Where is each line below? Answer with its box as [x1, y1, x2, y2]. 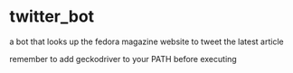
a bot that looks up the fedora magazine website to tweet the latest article [9, 36, 284, 47]
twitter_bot [9, 6, 95, 27]
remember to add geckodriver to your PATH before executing [9, 53, 237, 64]
